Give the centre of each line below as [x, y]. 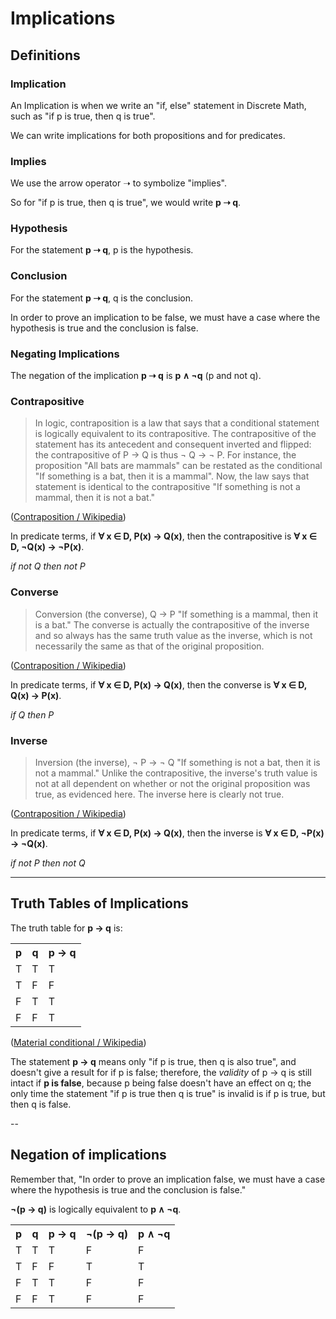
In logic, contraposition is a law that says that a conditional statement [177, 423]
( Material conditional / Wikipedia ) [78, 1042]
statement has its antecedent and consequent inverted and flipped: [173, 444]
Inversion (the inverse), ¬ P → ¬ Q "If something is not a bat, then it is [177, 762]
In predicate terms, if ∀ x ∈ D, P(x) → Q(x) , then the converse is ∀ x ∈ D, [159, 684]
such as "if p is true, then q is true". [83, 116]
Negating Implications [65, 354]
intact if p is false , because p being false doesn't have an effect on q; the [161, 1083]
